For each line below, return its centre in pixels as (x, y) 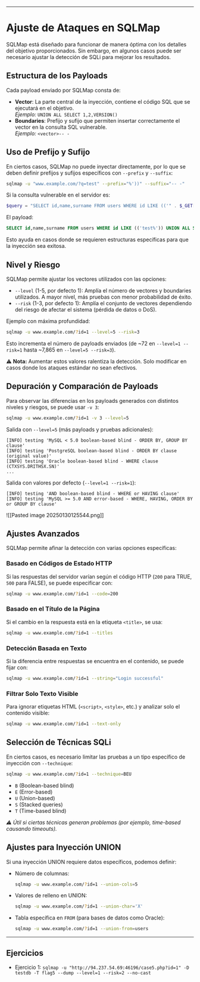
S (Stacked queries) (39, 804)
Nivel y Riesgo (33, 265)
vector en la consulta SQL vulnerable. (61, 127)
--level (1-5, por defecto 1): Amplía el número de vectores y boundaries (103, 290)
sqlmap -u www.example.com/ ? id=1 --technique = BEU (69, 774)
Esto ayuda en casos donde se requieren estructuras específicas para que (97, 240)
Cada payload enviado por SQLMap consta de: (63, 90)
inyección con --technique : (40, 763)
